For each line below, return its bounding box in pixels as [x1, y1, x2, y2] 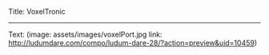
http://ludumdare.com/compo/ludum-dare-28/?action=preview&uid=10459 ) [8, 38, 258, 47]
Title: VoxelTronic [8, 7, 66, 16]
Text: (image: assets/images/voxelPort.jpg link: [8, 29, 163, 39]
